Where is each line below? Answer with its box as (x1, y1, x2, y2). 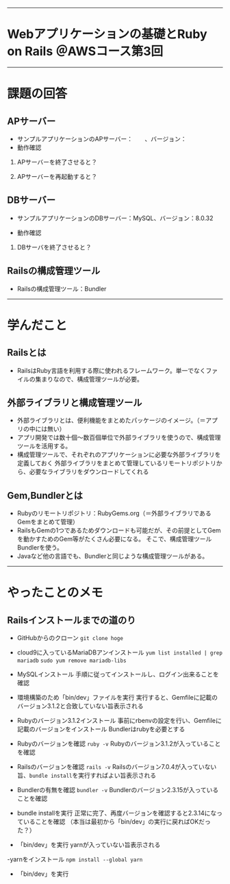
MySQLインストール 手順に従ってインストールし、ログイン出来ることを (16, 670, 219, 678)
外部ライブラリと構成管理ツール (7, 397, 142, 408)
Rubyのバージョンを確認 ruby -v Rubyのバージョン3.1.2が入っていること (16, 739, 221, 748)
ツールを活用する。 (16, 442, 72, 450)
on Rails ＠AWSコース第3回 (7, 44, 164, 59)
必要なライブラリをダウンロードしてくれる (29, 467, 149, 476)
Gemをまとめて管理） (16, 518, 79, 526)
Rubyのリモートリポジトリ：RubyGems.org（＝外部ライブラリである (16, 509, 212, 517)
